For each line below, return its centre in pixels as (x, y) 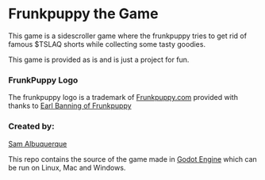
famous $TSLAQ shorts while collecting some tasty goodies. (107, 44)
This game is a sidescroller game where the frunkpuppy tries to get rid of (128, 36)
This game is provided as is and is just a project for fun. (99, 59)
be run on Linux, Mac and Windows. (67, 167)
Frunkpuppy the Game (83, 14)
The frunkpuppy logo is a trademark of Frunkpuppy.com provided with (123, 98)
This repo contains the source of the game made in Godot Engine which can (133, 159)
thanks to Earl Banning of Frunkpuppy (70, 106)
